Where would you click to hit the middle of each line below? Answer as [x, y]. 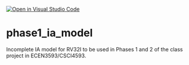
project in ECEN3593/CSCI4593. [46, 56]
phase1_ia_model [49, 33]
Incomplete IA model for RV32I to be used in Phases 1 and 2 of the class [94, 49]
